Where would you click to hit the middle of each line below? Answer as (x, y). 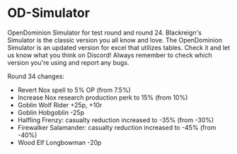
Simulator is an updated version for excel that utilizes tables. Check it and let (119, 47)
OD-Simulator (49, 13)
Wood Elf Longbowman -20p (59, 142)
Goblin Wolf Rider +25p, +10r (60, 105)
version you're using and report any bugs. (68, 62)
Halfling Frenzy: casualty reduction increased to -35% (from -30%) (116, 120)
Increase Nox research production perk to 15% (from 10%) (103, 97)
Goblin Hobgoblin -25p (51, 112)
